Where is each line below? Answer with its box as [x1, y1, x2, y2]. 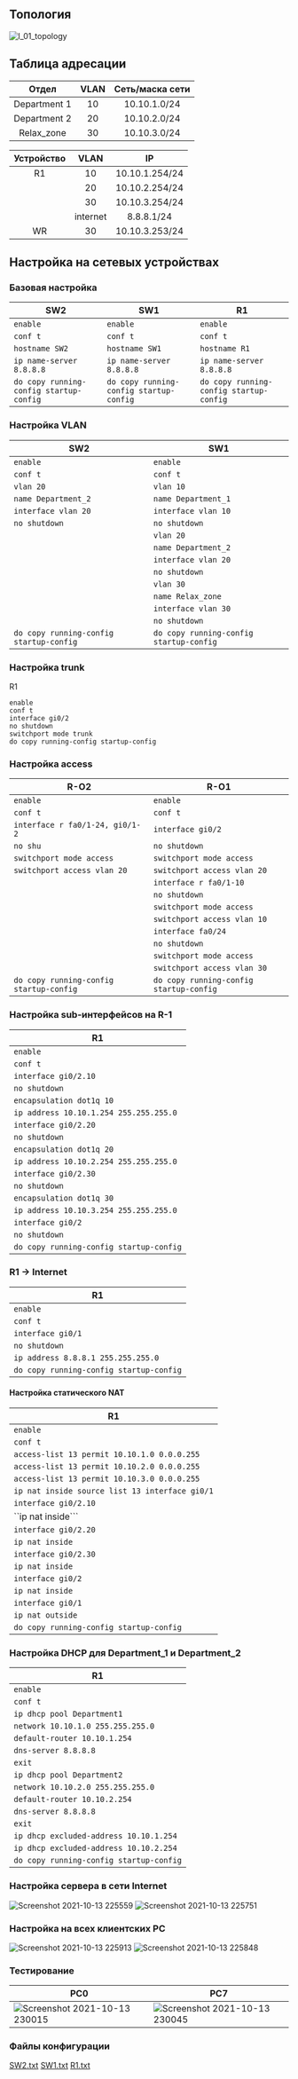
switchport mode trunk [9, 729, 93, 738]
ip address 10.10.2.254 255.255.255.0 [13, 1156, 177, 1166]
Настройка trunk [9, 661, 85, 673]
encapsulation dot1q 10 [13, 1095, 114, 1106]
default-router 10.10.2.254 [13, 1794, 132, 1805]
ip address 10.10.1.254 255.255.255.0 [13, 1107, 177, 1117]
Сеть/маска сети [114, 83, 191, 95]
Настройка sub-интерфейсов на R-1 [9, 1009, 173, 1021]
